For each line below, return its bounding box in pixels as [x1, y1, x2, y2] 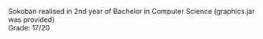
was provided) [8, 15, 55, 24]
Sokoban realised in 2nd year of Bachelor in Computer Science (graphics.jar [8, 7, 255, 16]
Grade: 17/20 [8, 23, 50, 32]
